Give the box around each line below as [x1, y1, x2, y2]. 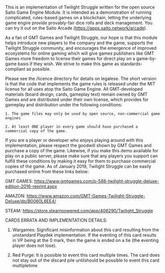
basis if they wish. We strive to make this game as [17, 61, 120, 67]
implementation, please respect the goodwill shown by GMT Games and [5, 142, 152, 148]
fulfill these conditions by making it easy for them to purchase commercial [5, 158, 156, 164]
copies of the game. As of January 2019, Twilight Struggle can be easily [5, 164, 152, 169]
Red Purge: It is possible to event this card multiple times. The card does [12, 252, 160, 258]
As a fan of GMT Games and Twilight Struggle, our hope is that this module [5, 34, 158, 40]
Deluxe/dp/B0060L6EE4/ [5, 198, 56, 204]
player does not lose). [12, 242, 57, 248]
